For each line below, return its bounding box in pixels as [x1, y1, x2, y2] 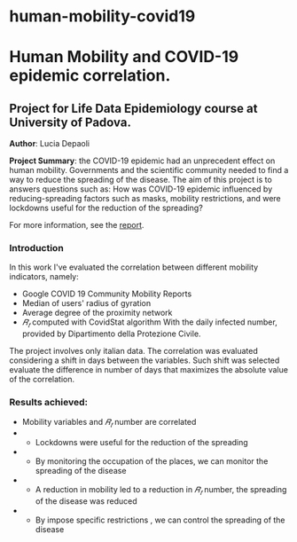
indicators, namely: [9, 271, 80, 282]
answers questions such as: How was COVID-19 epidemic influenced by [9, 184, 273, 194]
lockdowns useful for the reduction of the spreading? [9, 202, 204, 214]
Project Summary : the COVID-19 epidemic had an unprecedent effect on [9, 155, 276, 166]
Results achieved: [9, 397, 89, 409]
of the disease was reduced [35, 496, 137, 507]
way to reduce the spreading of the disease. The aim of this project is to [9, 175, 272, 185]
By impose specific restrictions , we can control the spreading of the [35, 515, 285, 525]
